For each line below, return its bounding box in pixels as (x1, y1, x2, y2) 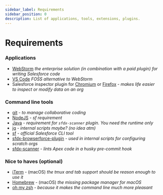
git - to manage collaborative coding (12, 110, 86, 116)
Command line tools (5, 98, 54, 105)
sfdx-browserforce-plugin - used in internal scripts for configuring (12, 136, 145, 141)
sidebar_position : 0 (5, 12, 47, 17)
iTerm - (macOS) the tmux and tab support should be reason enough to (12, 169, 156, 175)
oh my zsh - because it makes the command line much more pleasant (12, 185, 153, 191)
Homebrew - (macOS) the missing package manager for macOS (12, 179, 142, 185)
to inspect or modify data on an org (12, 86, 84, 92)
